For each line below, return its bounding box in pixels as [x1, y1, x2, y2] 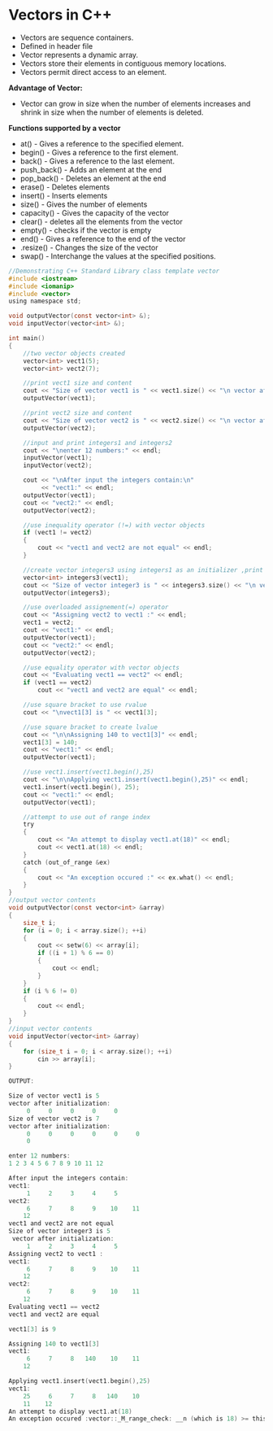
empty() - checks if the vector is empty [19, 225, 152, 235]
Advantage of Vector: [8, 83, 83, 93]
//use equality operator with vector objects [23, 663, 180, 672]
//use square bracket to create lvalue [23, 722, 158, 731]
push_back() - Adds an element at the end [19, 164, 162, 174]
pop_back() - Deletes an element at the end [19, 173, 167, 183]
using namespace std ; [8, 297, 82, 306]
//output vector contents [8, 897, 96, 905]
